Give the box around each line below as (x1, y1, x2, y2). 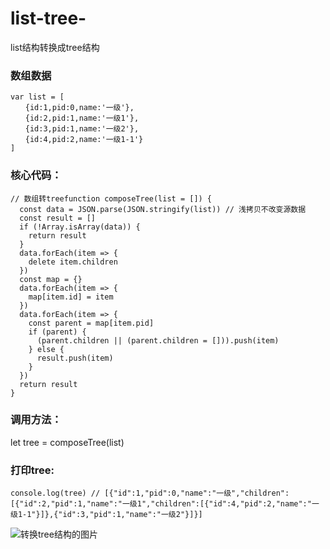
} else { (28, 344, 65, 354)
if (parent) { (28, 327, 87, 337)
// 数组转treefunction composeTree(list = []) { (10, 193, 213, 204)
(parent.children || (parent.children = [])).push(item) (36, 335, 280, 346)
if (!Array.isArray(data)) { (19, 222, 141, 232)
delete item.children (28, 257, 118, 267)
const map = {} (19, 274, 83, 284)
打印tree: (10, 463, 55, 477)
